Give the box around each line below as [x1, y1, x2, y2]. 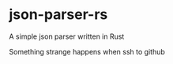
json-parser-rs [9, 6, 108, 24]
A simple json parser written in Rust [9, 32, 125, 41]
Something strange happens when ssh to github [9, 47, 165, 56]
